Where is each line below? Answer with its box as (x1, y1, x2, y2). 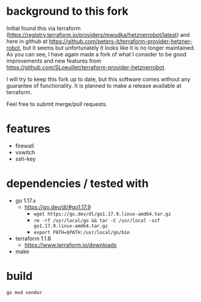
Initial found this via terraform (6, 25, 81, 32)
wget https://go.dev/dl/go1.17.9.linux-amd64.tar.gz (33, 211, 172, 217)
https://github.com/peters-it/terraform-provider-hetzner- (48, 37, 193, 45)
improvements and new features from (6, 57, 102, 64)
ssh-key (15, 155, 36, 162)
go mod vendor (6, 289, 43, 295)
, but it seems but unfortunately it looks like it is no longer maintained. (19, 44, 195, 51)
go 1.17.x (15, 197, 36, 204)
